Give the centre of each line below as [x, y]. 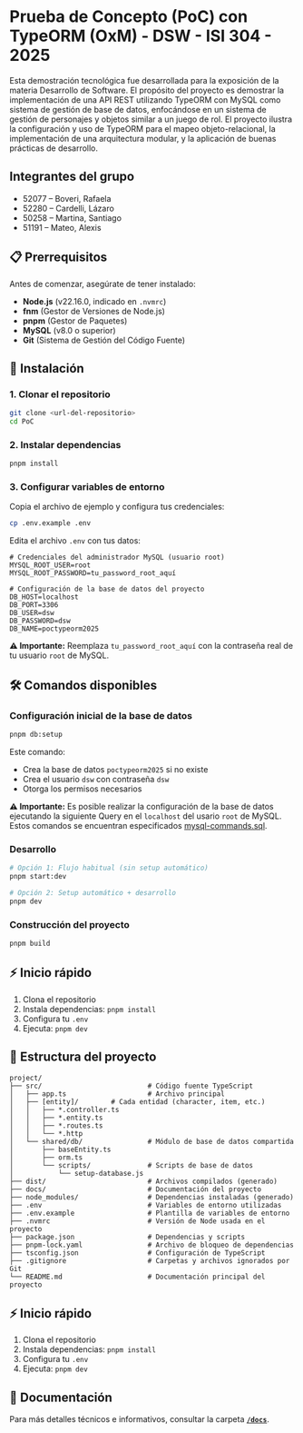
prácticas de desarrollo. [54, 148]
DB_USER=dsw [32, 613]
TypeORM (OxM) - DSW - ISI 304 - [141, 36]
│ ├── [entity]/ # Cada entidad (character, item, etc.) [137, 1101]
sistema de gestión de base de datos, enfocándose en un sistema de [138, 109]
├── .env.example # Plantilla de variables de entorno [150, 1213]
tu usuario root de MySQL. [59, 655]
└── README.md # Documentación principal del [137, 1277]
